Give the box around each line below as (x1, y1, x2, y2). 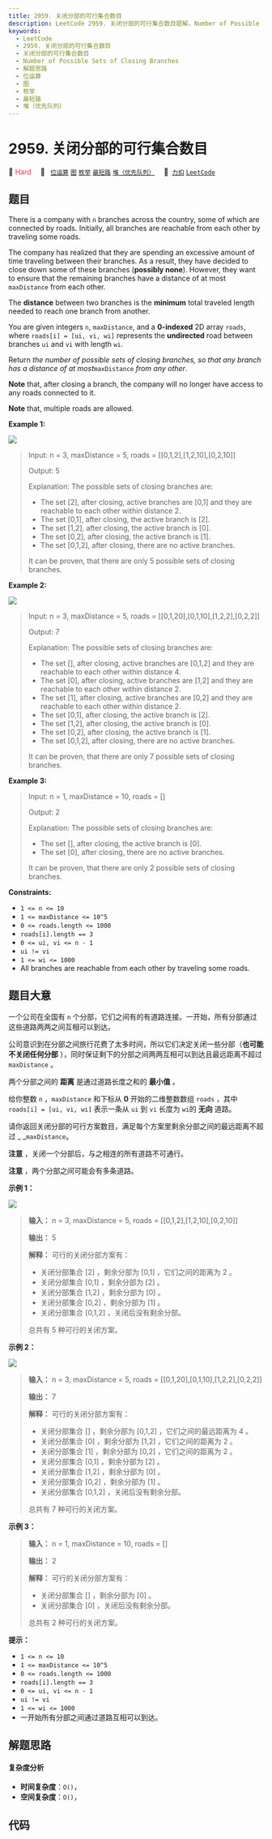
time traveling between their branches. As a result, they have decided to (8, 256, 249, 266)
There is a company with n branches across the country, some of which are (8, 214, 260, 224)
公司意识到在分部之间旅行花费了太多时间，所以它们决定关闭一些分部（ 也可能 (8, 1039, 264, 1049)
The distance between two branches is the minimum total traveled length (8, 297, 255, 307)
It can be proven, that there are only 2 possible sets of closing (28, 862, 236, 872)
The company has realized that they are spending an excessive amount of (8, 247, 255, 257)
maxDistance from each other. (8, 281, 106, 292)
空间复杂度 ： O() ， (19, 1792, 82, 1802)
